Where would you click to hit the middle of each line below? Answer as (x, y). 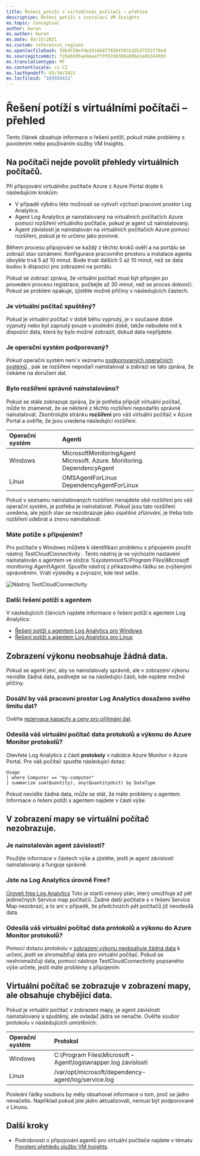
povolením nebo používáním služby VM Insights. (65, 143)
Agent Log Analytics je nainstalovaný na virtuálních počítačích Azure (99, 216)
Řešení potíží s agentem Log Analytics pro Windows (79, 631)
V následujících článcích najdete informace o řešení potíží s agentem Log (96, 613)
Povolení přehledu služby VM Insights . (62, 1146)
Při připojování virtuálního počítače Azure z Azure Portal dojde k (85, 186)
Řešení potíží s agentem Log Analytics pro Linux (74, 637)
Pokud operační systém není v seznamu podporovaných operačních (90, 360)
